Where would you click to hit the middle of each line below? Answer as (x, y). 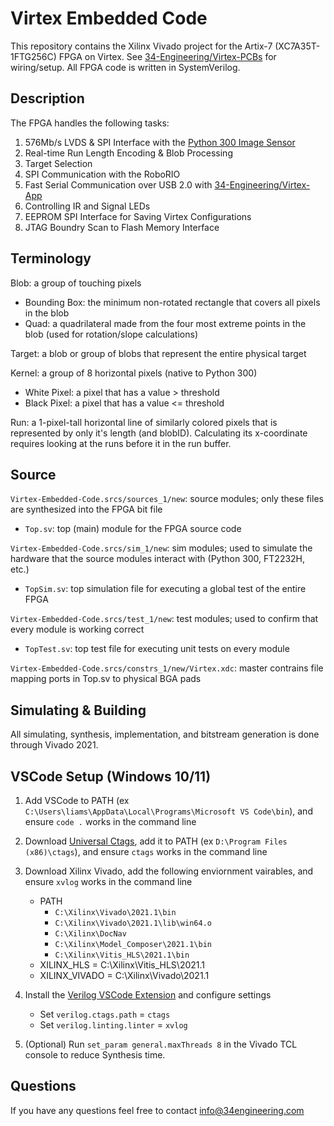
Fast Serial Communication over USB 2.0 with (118, 184)
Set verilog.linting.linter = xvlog (113, 1025)
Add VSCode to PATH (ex (77, 800)
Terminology (51, 258)
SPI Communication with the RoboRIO (102, 174)
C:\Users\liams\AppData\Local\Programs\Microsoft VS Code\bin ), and (168, 811)
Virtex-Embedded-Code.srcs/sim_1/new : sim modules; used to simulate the (161, 548)
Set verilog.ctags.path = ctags (105, 1014)
